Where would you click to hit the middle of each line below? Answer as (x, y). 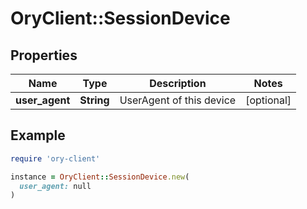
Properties (44, 55)
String (94, 100)
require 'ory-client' (55, 158)
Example (38, 135)
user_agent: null (55, 186)
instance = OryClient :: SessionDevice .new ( (100, 177)
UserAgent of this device (178, 100)
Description (178, 83)
